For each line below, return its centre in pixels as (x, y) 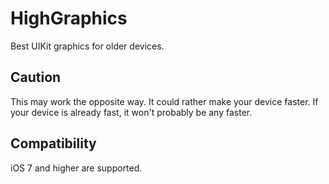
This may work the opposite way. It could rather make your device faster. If (164, 101)
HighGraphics (69, 18)
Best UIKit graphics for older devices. (87, 46)
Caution (36, 77)
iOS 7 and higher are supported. (76, 168)
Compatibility (53, 143)
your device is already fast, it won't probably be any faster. (131, 112)
